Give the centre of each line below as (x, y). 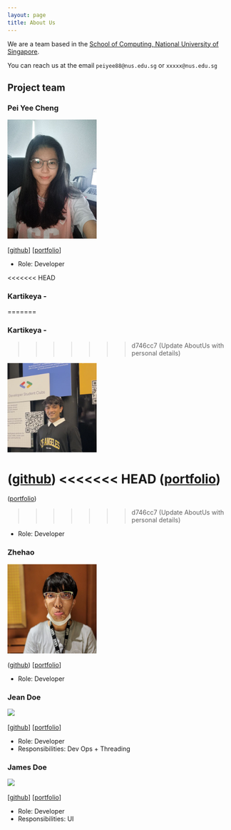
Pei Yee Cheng (33, 108)
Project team (36, 87)
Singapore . (24, 51)
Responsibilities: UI (46, 819)
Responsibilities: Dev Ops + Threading (74, 749)
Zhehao (21, 552)
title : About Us (31, 22)
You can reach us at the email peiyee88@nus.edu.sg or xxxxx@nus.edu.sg (112, 65)
